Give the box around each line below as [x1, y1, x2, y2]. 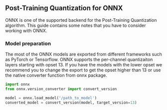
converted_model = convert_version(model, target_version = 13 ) [5, 100, 137, 105]
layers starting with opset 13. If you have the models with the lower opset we [5, 62, 163, 68]
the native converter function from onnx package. [5, 72, 107, 78]
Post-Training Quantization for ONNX [5, 4, 123, 12]
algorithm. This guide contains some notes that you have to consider [5, 22, 146, 28]
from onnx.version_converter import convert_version [5, 86, 117, 91]
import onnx [5, 82, 30, 87]
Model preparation [5, 40, 51, 47]
